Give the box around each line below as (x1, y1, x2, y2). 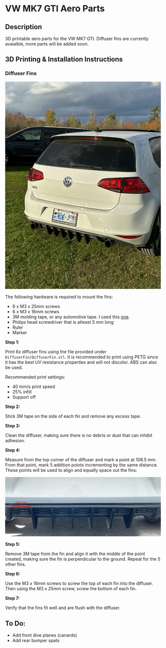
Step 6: (5, 571, 21, 577)
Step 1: (5, 339, 20, 345)
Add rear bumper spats (12, 637, 60, 643)
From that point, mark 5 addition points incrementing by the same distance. (5, 462, 158, 468)
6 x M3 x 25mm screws (12, 303, 60, 309)
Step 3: (5, 422, 21, 428)
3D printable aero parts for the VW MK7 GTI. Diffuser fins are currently (5, 36, 149, 41)
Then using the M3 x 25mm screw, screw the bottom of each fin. (5, 586, 137, 592)
